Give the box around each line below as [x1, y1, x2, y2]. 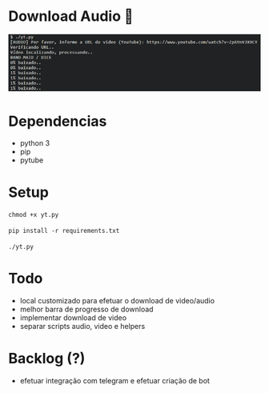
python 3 [19, 138, 50, 148]
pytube [19, 155, 44, 165]
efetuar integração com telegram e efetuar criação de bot [19, 376, 211, 386]
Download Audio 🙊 [8, 7, 134, 26]
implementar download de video [19, 313, 126, 323]
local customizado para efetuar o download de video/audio [19, 296, 215, 306]
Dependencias [8, 112, 107, 130]
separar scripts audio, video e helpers [19, 322, 146, 331]
